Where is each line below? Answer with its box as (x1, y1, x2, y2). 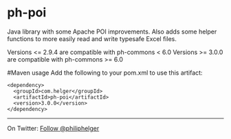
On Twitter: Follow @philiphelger (7, 124, 100, 132)
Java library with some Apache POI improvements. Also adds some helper (7, 27, 217, 36)
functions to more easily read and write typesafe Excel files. (7, 34, 177, 42)
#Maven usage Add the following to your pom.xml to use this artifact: (7, 68, 203, 77)
